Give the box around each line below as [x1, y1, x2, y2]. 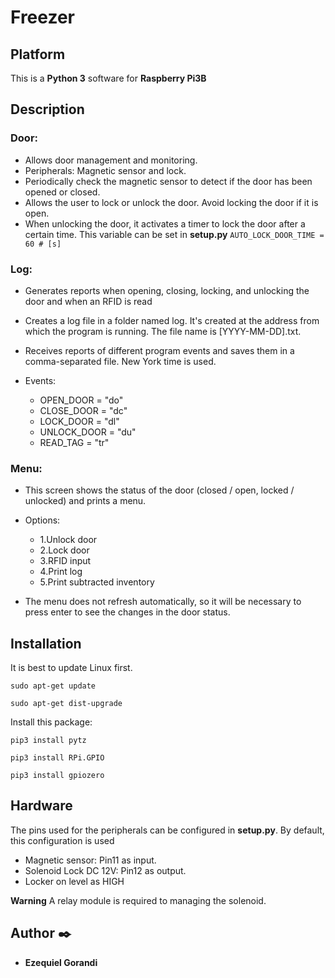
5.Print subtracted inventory [39, 576, 155, 588]
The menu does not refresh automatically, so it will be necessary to [24, 596, 302, 608]
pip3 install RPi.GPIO [10, 753, 105, 763]
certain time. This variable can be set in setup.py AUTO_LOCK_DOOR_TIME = [24, 228, 325, 240]
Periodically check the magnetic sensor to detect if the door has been [24, 175, 313, 187]
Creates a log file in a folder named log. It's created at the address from [24, 314, 320, 326]
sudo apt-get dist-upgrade [10, 699, 123, 709]
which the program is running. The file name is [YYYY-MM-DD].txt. [24, 325, 302, 337]
